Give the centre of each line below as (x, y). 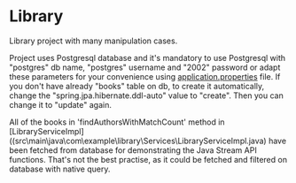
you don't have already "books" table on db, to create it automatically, (137, 86)
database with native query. (60, 169)
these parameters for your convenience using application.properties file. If (145, 76)
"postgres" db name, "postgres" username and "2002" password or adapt (145, 67)
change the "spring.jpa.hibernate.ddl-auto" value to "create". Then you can (146, 95)
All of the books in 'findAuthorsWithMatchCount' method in (117, 122)
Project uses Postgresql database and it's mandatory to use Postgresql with (148, 57)
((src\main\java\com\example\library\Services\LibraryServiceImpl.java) (138, 141)
